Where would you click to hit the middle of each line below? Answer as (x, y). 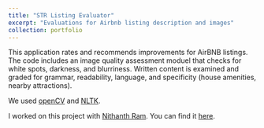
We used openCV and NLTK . (54, 101)
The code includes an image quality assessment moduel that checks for (125, 60)
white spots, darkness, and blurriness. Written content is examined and (123, 69)
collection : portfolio (45, 30)
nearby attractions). (40, 86)
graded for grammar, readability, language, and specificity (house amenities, (132, 77)
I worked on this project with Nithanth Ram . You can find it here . (112, 116)
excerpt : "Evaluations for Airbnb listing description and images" (121, 23)
